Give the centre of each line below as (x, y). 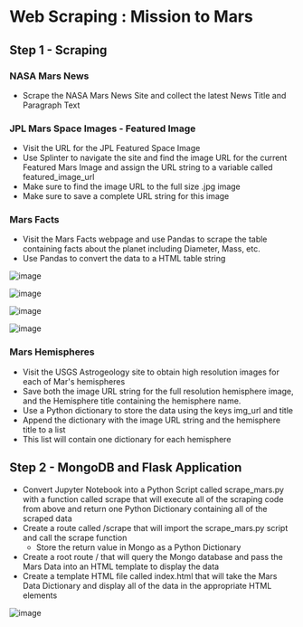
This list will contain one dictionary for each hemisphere (127, 439)
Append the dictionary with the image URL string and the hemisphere (151, 420)
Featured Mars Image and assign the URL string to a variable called (147, 167)
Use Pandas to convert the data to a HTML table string (124, 259)
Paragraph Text (51, 105)
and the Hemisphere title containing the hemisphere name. (132, 401)
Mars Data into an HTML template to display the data (121, 566)
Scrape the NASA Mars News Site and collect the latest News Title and (154, 95)
